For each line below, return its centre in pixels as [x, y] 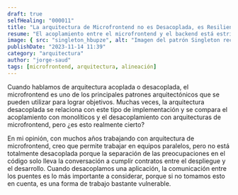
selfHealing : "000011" [41, 21]
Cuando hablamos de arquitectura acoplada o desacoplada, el [98, 87]
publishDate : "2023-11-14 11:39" [57, 47]
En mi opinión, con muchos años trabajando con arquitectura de [101, 138]
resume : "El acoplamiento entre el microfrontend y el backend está [110, 34]
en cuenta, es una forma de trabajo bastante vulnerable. [89, 183]
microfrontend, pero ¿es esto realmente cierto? [76, 124]
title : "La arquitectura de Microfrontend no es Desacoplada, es [106, 27]
